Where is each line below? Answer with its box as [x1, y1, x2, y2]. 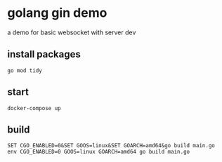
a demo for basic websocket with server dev [7, 28, 136, 36]
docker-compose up [7, 104, 61, 112]
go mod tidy [7, 67, 42, 74]
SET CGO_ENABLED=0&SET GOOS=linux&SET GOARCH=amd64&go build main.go [7, 142, 216, 149]
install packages [7, 48, 81, 60]
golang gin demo [7, 5, 107, 21]
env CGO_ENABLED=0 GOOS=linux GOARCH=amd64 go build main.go [7, 149, 190, 156]
